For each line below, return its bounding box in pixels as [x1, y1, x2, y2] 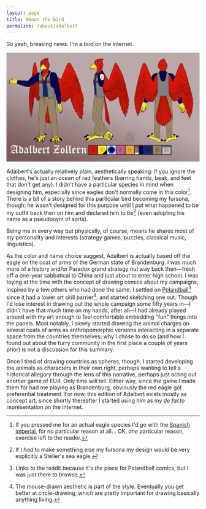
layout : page [6, 10, 40, 16]
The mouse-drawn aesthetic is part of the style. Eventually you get [15, 483, 184, 490]
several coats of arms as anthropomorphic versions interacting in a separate [6, 326, 199, 333]
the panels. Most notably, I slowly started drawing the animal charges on [6, 319, 190, 327]
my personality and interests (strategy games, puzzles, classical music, [6, 234, 187, 241]
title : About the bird [6, 16, 64, 23]
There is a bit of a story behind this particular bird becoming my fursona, [6, 195, 190, 202]
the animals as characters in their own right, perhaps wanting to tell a [6, 364, 181, 371]
